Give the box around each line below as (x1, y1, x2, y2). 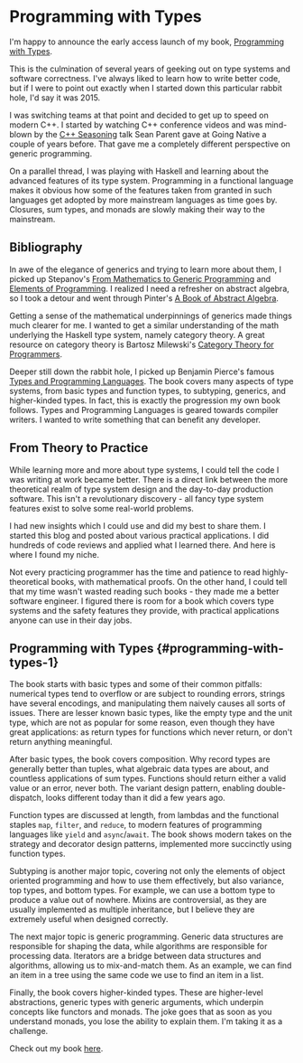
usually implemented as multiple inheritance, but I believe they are (9, 904, 255, 915)
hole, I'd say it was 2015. (9, 92, 101, 103)
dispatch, (9, 793, 44, 804)
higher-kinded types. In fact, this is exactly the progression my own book (9, 395, 281, 406)
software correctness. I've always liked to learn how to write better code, (9, 72, 281, 83)
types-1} (9, 654, 60, 670)
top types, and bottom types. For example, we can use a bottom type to (9, 885, 276, 896)
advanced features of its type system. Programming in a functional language (9, 174, 294, 186)
